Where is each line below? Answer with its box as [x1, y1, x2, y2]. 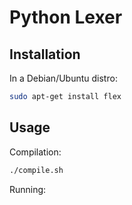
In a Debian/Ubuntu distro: [9, 72, 118, 84]
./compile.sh [9, 165, 64, 175]
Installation [9, 46, 81, 63]
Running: [9, 183, 47, 195]
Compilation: [9, 146, 62, 158]
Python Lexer [9, 6, 123, 29]
